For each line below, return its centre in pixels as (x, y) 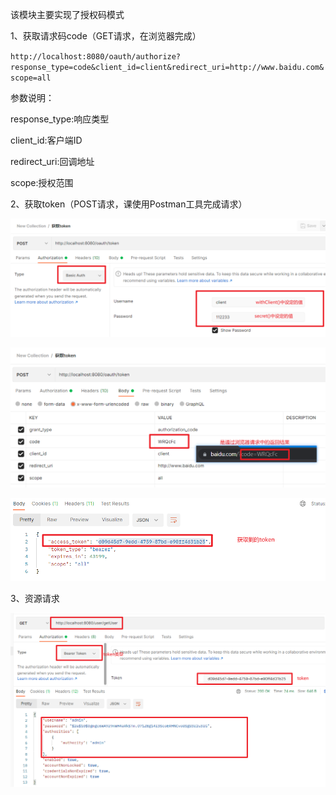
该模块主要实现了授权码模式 (67, 14)
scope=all (31, 78)
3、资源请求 (35, 599)
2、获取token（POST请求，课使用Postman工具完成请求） (129, 204)
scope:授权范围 (42, 182)
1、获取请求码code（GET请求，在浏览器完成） (106, 36)
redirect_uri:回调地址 (52, 161)
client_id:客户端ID (46, 140)
